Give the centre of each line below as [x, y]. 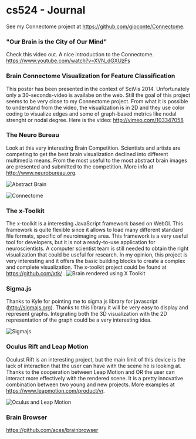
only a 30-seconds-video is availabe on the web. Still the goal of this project [98, 95]
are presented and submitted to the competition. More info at [80, 166]
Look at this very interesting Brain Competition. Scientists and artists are [93, 148]
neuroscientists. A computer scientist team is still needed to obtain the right [97, 249]
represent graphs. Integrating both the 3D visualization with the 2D [87, 314]
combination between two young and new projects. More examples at [90, 384]
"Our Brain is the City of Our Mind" [57, 42]
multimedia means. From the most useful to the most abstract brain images [97, 160]
